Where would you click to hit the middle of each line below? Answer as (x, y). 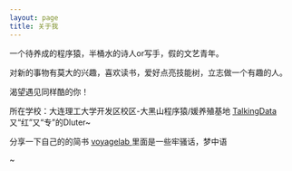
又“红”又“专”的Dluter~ (50, 122)
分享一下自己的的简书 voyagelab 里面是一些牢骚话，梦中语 (118, 141)
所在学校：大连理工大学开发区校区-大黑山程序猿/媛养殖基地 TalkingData (143, 110)
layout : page (34, 18)
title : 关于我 (34, 26)
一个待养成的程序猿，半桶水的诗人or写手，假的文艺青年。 (117, 53)
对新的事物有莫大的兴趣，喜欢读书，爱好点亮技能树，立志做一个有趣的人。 (148, 72)
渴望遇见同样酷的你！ (49, 91)
